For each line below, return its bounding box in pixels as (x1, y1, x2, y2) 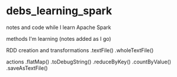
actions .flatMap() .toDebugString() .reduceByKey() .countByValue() (6, 58, 172, 65)
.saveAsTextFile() (6, 64, 49, 72)
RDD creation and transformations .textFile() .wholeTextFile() (6, 46, 154, 54)
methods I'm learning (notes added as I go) (6, 35, 111, 42)
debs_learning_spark (6, 4, 112, 18)
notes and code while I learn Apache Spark (6, 24, 111, 31)
